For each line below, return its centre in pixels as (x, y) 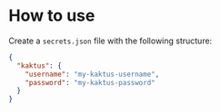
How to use (52, 16)
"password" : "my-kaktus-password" (90, 82)
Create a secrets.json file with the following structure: (110, 41)
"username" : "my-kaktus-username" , (92, 74)
